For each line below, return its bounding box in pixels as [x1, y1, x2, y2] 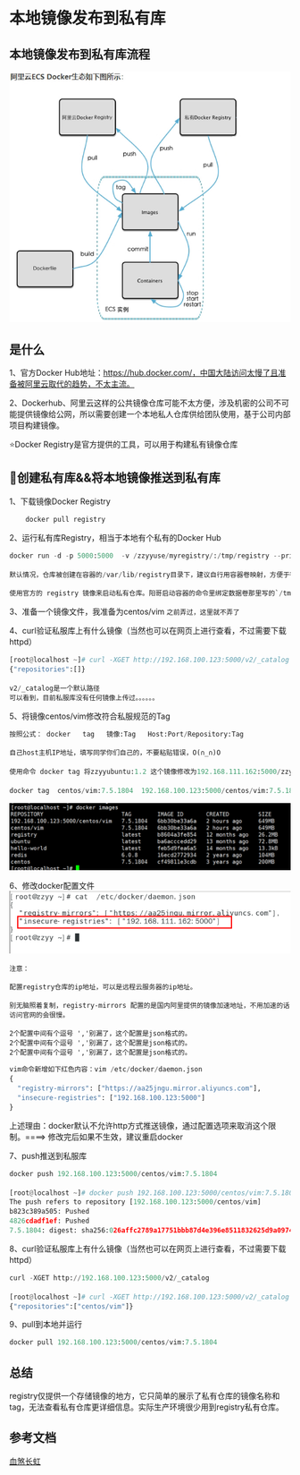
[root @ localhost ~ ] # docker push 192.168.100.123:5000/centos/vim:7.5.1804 [9, 1188, 297, 1198]
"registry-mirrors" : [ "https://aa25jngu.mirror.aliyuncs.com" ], [17, 1084, 262, 1093]
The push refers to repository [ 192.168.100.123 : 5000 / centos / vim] [9, 1198, 262, 1206]
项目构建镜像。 [9, 420, 64, 431]
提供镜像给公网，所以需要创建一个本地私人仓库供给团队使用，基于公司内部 [16, 409, 291, 420]
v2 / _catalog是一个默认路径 [9, 684, 101, 693]
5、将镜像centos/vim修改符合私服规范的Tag [9, 711, 171, 721]
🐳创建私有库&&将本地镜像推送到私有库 [9, 471, 221, 486]
